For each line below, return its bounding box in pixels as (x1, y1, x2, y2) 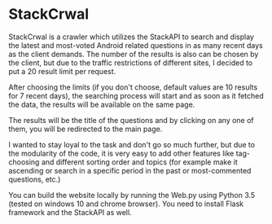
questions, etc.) (8, 174, 61, 184)
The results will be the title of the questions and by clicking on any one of (8, 115, 254, 125)
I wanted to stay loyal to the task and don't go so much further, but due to (8, 139, 255, 149)
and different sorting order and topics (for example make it (41, 156, 238, 167)
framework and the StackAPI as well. (8, 207, 132, 217)
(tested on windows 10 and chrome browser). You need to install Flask (8, 199, 244, 209)
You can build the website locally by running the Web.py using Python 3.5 (8, 190, 256, 200)
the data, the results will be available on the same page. (8, 99, 195, 109)
